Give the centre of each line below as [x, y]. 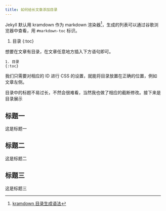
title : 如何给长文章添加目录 [31, 10]
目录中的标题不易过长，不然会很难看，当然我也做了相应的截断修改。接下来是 [83, 93]
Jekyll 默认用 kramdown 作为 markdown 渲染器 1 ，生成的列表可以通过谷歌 [80, 24]
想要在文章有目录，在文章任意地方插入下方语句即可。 [59, 52]
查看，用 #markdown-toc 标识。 [49, 31]
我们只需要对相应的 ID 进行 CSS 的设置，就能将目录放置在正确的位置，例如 [81, 76]
